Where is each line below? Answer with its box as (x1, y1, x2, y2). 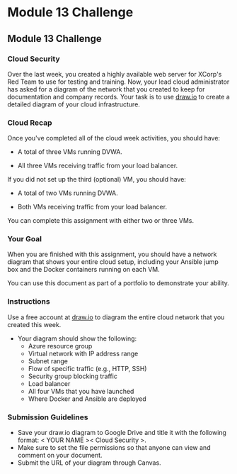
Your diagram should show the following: (17, 334, 137, 343)
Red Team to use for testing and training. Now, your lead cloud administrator (7, 77, 230, 86)
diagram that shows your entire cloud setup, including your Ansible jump (7, 258, 219, 266)
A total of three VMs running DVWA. (17, 148, 122, 156)
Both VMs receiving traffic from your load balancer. (17, 203, 168, 211)
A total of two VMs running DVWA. (17, 189, 118, 197)
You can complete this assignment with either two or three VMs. (7, 216, 195, 225)
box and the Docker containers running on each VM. (7, 265, 161, 274)
